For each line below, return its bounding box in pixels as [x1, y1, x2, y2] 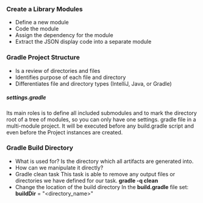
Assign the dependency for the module [15, 32, 114, 39]
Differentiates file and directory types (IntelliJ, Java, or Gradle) [15, 80, 172, 87]
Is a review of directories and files [15, 67, 101, 74]
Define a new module [15, 19, 69, 26]
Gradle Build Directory [6, 143, 74, 152]
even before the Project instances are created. [6, 128, 123, 136]
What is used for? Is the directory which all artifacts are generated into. [15, 157, 194, 165]
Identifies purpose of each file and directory [15, 74, 126, 81]
